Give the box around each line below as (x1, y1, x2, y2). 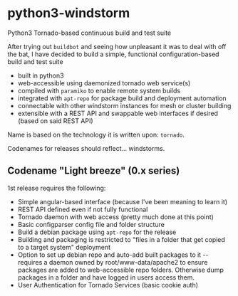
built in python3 (17, 71, 64, 80)
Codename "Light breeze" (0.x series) (7, 165, 180, 177)
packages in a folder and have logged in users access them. (17, 273, 195, 282)
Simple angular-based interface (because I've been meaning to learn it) (17, 197, 228, 206)
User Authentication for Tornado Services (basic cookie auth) (17, 280, 198, 289)
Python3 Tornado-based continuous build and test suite (7, 28, 172, 37)
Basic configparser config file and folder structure (17, 220, 165, 228)
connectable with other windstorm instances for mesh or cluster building (17, 101, 232, 110)
